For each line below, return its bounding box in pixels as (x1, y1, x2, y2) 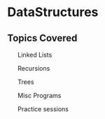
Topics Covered (7, 32, 78, 44)
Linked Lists (17, 50, 52, 59)
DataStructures (7, 4, 99, 20)
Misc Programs (17, 92, 62, 99)
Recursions (17, 64, 50, 72)
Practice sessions (17, 105, 69, 113)
